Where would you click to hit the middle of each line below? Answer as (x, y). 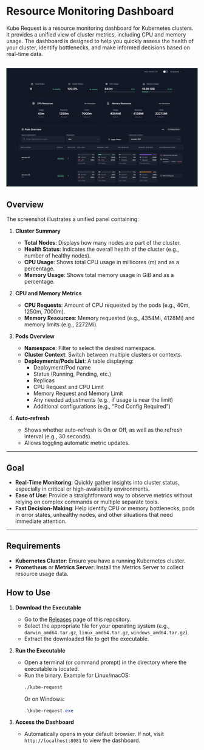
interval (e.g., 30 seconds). (58, 436)
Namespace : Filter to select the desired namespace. (90, 348)
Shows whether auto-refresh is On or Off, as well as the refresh (104, 430)
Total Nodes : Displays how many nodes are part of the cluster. (102, 243)
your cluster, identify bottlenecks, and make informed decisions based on (98, 47)
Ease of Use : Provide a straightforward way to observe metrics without (104, 496)
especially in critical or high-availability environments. (82, 489)
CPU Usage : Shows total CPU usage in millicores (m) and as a (102, 262)
